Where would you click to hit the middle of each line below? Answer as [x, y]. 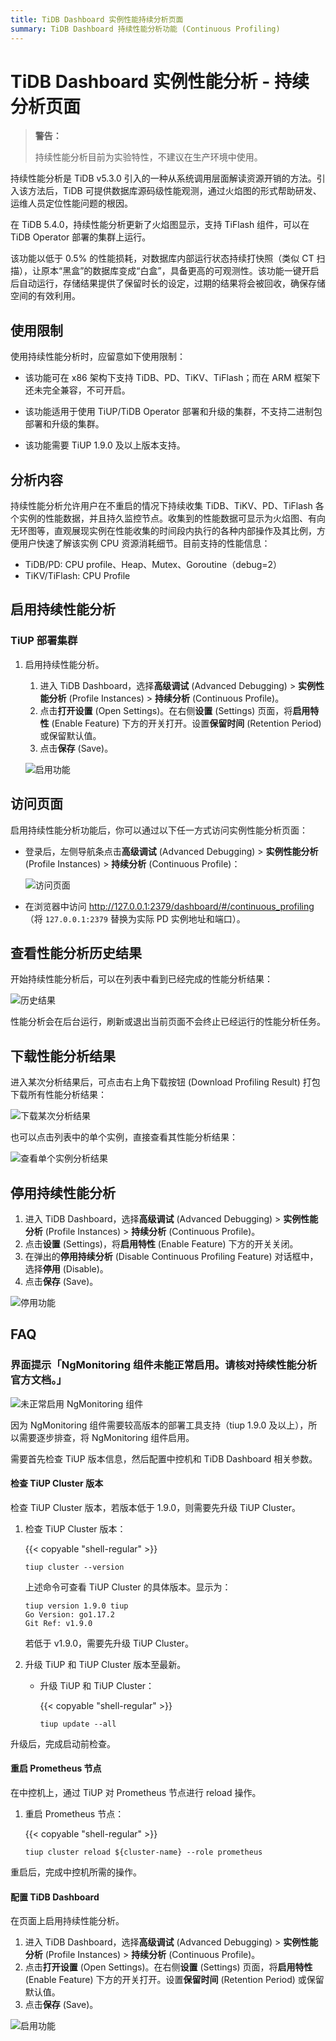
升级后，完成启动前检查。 [63, 1743]
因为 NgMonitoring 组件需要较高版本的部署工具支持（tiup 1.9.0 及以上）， [159, 1425]
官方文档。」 [38, 1380]
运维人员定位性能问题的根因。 [71, 203]
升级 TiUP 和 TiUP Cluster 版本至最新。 [105, 1664]
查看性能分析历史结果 [76, 952]
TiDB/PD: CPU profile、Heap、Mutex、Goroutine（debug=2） [153, 565]
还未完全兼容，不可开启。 [77, 390]
